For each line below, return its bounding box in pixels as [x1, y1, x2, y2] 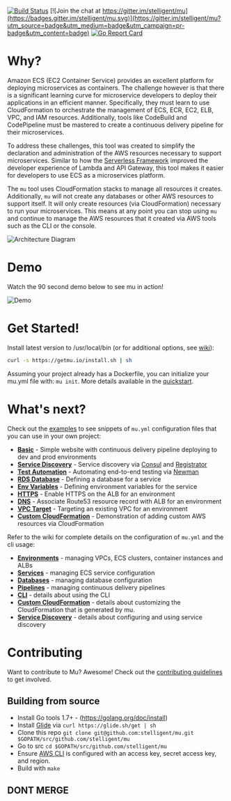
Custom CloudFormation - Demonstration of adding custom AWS [17, 512, 207, 520]
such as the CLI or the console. [7, 221, 97, 230]
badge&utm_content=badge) [7, 29, 90, 37]
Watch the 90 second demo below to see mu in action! [7, 282, 164, 290]
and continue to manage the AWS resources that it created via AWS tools [7, 214, 217, 222]
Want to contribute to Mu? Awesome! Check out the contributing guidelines [7, 667, 223, 676]
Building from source [7, 695, 100, 707]
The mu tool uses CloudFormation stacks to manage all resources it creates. [7, 185, 223, 193]
